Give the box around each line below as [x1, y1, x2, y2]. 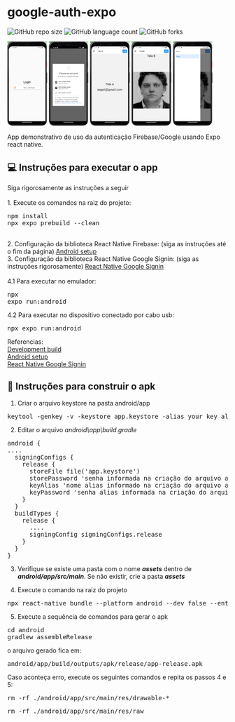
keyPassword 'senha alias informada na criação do [29, 488, 207, 497]
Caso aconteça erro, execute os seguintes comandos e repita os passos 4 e [7, 673, 227, 681]
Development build [7, 345, 62, 354]
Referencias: [7, 337, 44, 346]
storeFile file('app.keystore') [29, 467, 141, 476]
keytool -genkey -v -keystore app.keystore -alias [7, 413, 185, 421]
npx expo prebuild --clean [7, 219, 100, 227]
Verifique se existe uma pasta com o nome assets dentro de [17, 565, 192, 573]
